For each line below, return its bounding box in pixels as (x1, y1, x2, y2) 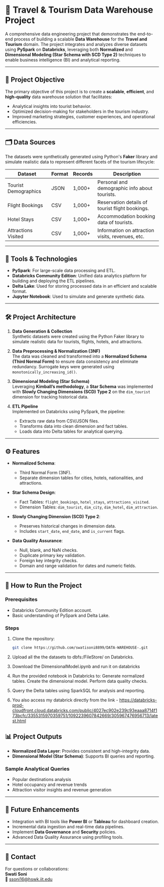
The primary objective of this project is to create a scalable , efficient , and (5, 88, 154, 94)
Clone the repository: (12, 635, 55, 641)
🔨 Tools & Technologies (5, 254, 78, 263)
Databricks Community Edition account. (12, 607, 92, 613)
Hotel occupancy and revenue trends (12, 781, 87, 787)
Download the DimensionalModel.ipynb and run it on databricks (12, 663, 140, 669)
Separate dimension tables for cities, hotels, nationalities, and (19, 475, 143, 481)
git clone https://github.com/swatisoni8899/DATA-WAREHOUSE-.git (12, 645, 148, 650)
